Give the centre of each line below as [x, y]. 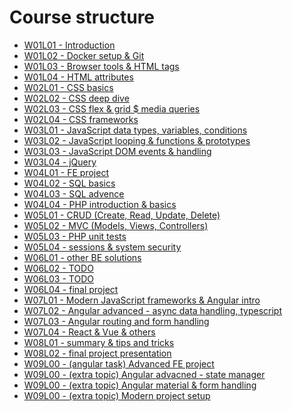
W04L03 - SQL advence [74, 193]
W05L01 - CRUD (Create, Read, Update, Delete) [122, 215]
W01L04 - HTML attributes [78, 77]
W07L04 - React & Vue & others [89, 332]
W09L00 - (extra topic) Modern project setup [117, 395]
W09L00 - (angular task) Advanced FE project [119, 363]
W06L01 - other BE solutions [82, 257]
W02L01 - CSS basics [68, 87]
